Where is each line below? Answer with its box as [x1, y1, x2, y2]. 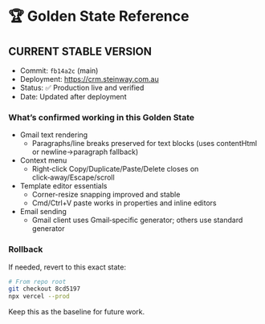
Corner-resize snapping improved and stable [31, 190, 181, 200]
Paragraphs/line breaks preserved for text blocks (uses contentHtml [31, 139, 258, 148]
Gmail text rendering [19, 130, 88, 140]
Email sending [19, 207, 67, 217]
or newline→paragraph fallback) [31, 147, 139, 157]
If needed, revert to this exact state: [8, 262, 127, 272]
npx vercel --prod [8, 293, 70, 301]
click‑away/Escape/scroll [31, 172, 115, 182]
